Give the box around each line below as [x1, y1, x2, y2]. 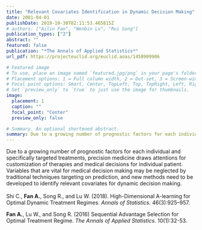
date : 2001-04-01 [6, 14, 50, 20]
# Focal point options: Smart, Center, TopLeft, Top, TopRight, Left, [6, 81, 187, 87]
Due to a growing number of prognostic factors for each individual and [6, 148, 181, 155]
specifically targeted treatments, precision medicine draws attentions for [6, 154, 186, 161]
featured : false [6, 43, 47, 49]
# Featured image [6, 64, 50, 70]
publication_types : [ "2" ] [6, 31, 71, 37]
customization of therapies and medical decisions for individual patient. [6, 161, 183, 168]
